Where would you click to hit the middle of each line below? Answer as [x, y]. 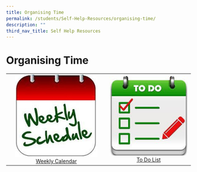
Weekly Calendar [56, 161]
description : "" [26, 25]
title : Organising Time [35, 12]
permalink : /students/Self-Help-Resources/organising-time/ [81, 18]
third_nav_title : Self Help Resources [53, 31]
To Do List [149, 159]
